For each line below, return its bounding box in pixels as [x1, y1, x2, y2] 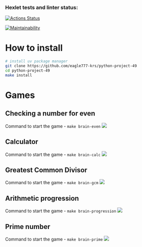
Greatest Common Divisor [5, 166, 88, 174]
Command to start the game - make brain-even [5, 123, 101, 129]
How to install [5, 42, 63, 54]
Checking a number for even [5, 109, 96, 118]
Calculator [5, 137, 38, 146]
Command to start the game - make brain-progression [5, 208, 117, 214]
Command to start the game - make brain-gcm [5, 180, 99, 186]
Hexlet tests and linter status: [5, 4, 78, 11]
